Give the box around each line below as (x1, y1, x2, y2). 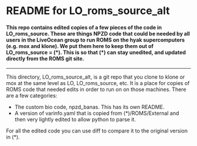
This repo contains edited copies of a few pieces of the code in (6, 23, 162, 30)
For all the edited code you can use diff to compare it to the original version (6, 127, 188, 134)
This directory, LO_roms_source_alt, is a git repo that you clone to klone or (6, 73, 185, 80)
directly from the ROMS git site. (6, 55, 84, 62)
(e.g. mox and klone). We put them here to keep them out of (6, 42, 154, 49)
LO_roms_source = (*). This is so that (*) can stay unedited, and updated (6, 49, 186, 56)
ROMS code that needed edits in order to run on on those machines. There (6, 86, 186, 93)
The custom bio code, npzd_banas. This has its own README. (14, 104, 165, 111)
